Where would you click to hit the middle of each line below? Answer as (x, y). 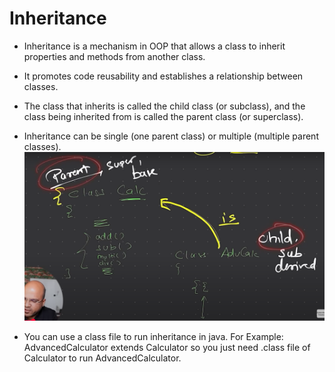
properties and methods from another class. (114, 56)
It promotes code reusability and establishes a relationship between (163, 76)
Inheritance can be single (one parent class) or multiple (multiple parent (171, 136)
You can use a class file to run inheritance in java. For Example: (153, 337)
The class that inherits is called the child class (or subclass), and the (164, 106)
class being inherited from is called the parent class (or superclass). (163, 116)
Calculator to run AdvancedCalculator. (102, 358)
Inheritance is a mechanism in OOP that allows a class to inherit (154, 46)
